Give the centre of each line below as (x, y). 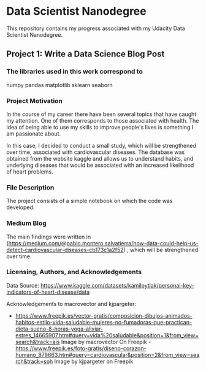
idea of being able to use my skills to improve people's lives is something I (100, 127)
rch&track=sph (34, 361)
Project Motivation (35, 101)
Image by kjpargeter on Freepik (94, 361)
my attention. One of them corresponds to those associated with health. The (103, 120)
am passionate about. (34, 134)
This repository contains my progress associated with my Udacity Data (96, 28)
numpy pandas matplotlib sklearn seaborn (60, 85)
